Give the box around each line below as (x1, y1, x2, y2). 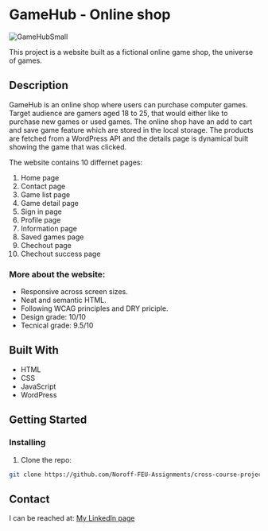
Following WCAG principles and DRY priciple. (20, 304, 169, 313)
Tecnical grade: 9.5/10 (20, 320, 94, 331)
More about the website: (9, 269, 106, 280)
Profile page (20, 215, 61, 224)
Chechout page (20, 240, 72, 250)
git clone (9, 471, 42, 479)
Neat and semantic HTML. (20, 296, 107, 305)
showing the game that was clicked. (9, 141, 127, 152)
